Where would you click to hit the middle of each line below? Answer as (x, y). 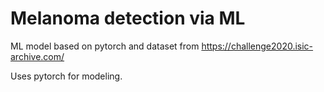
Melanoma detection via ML (128, 18)
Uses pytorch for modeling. (66, 76)
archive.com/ (37, 56)
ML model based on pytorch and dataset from (105, 46)
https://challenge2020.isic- (257, 46)
